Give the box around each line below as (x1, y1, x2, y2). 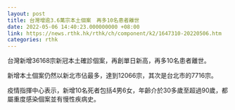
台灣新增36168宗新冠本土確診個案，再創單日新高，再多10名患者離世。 (7, 57, 210, 65)
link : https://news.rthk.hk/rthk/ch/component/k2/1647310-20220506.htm (7, 29, 222, 37)
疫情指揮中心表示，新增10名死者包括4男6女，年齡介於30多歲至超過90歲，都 (7, 86, 229, 95)
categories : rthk (7, 36, 58, 43)
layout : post (7, 10, 46, 18)
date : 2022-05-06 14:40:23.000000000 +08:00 (7, 23, 140, 30)
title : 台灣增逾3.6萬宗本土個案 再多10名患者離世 (7, 17, 139, 24)
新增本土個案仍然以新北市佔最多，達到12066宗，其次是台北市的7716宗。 (7, 71, 217, 80)
